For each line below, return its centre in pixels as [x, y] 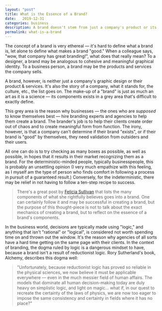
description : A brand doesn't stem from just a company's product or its [81, 28]
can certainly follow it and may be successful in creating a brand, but [86, 202]
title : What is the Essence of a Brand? [46, 14]
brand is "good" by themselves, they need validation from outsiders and [77, 137]
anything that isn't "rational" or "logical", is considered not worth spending [79, 232]
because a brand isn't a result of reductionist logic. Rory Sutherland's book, [80, 253]
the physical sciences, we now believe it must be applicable [76, 272]
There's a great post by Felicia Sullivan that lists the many [74, 192]
